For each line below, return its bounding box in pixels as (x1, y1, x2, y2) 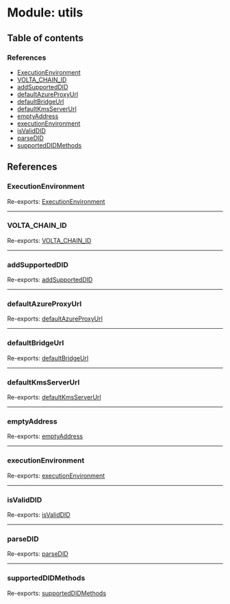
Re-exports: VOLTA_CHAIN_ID (7, 236, 92, 244)
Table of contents (7, 32, 84, 44)
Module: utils (7, 5, 84, 21)
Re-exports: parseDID (7, 550, 68, 558)
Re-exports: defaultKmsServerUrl (7, 393, 101, 402)
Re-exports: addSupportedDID (7, 276, 93, 284)
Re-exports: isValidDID (7, 510, 71, 519)
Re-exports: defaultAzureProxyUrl (7, 314, 103, 323)
